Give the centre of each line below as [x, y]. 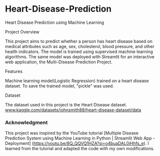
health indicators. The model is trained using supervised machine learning [79, 52]
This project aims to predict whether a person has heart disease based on [79, 41]
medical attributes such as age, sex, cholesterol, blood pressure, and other [80, 46]
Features [14, 71]
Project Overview [22, 32]
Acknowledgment [26, 122]
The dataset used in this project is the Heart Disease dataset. [66, 104]
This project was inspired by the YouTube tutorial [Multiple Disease [72, 133]
